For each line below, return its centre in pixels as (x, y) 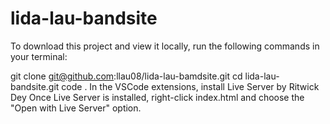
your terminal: (39, 56)
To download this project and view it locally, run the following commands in (165, 46)
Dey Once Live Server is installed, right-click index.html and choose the (157, 97)
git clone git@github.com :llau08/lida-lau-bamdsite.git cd (126, 76)
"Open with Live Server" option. (76, 108)
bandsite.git (35, 86)
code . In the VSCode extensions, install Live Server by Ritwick (190, 86)
